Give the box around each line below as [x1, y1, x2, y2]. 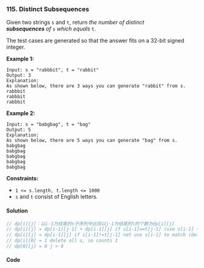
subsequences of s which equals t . [6, 25, 96, 32]
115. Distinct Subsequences [6, 5, 89, 13]
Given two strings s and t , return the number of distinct [6, 19, 144, 26]
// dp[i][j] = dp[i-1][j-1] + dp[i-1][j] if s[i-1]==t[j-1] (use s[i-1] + [6, 226, 200, 233]
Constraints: [6, 175, 39, 182]
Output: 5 [6, 127, 32, 133]
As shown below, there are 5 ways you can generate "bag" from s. [6, 138, 178, 144]
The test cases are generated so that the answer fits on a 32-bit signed [6, 37, 185, 44]
